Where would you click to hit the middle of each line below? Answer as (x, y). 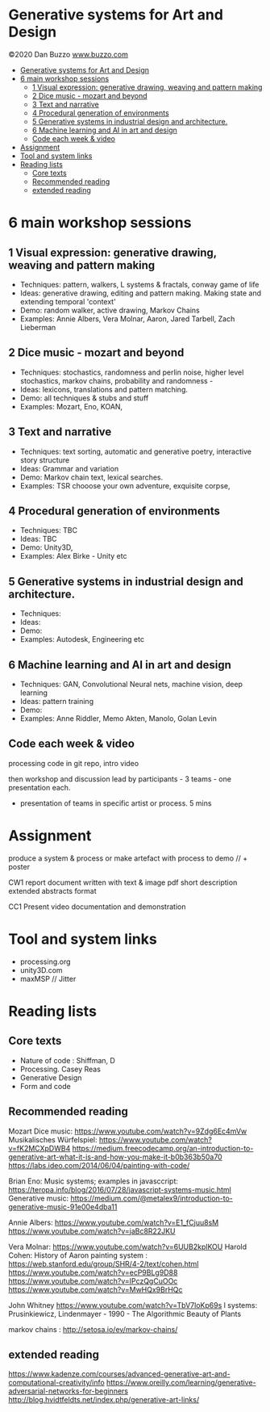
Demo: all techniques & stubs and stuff (84, 398)
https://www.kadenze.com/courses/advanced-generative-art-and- (120, 1374)
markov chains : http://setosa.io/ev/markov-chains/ (93, 1329)
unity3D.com (41, 970)
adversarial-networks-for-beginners (69, 1391)
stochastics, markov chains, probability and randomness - (116, 380)
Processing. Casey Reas (60, 1069)
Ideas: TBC (39, 539)
